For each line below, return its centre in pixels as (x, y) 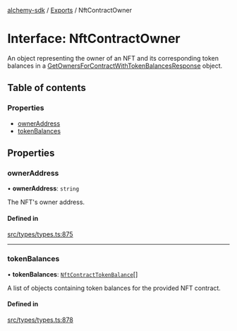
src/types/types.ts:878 (41, 320)
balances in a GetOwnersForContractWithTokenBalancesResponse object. (115, 66)
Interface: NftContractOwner (94, 39)
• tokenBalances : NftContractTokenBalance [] (73, 274)
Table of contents (47, 88)
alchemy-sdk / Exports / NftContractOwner (70, 10)
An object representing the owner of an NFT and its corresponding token (113, 58)
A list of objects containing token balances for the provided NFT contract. (114, 288)
